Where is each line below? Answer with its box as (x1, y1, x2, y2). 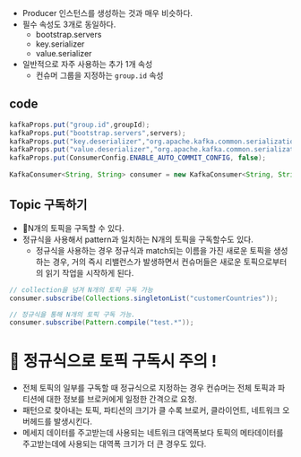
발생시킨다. (53, 416, 92, 427)
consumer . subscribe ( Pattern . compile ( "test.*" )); (9, 318, 194, 327)
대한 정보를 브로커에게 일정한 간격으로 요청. (46, 393, 197, 405)
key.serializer (35, 39, 85, 49)
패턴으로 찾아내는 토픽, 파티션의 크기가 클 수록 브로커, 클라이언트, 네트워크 (21, 405, 280, 416)
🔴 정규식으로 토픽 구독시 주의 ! (9, 351, 218, 372)
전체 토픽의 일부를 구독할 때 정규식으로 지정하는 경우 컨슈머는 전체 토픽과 (21, 383, 276, 393)
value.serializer (35, 48, 92, 58)
